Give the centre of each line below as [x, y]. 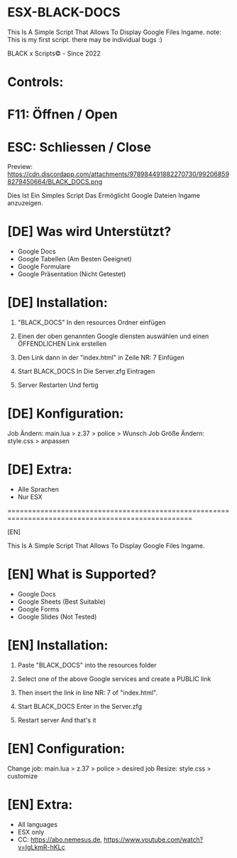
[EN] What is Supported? [82, 574]
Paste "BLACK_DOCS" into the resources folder [87, 665]
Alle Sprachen [38, 489]
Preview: [20, 167]
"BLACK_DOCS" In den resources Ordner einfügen [92, 322]
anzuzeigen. [26, 203]
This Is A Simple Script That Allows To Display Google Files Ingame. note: [114, 32]
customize [22, 776]
